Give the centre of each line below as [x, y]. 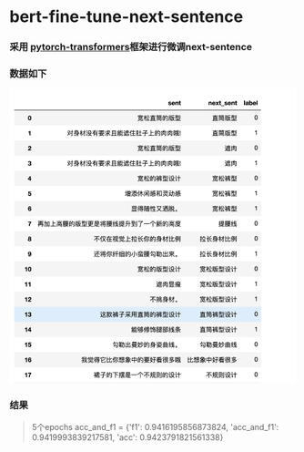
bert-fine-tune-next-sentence [127, 17]
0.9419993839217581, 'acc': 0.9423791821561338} [127, 437]
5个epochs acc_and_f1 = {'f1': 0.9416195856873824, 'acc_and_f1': [155, 426]
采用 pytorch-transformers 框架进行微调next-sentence [131, 47]
